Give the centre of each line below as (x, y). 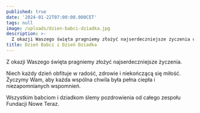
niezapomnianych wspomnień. (44, 86)
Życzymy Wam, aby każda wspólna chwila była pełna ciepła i (81, 79)
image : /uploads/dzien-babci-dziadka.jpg (58, 28)
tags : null (20, 23)
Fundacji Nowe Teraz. (33, 103)
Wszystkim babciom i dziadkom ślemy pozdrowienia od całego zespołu (93, 97)
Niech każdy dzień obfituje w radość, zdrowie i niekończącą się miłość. (94, 73)
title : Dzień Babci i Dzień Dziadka (51, 45)
